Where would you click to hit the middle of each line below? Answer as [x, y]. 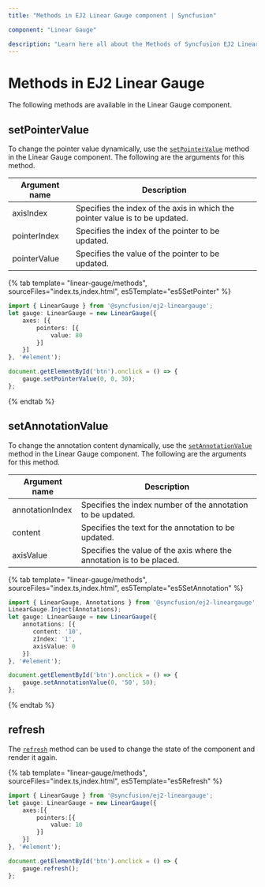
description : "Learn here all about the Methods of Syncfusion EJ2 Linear [134, 44]
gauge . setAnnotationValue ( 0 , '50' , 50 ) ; [90, 683]
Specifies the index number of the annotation [165, 505]
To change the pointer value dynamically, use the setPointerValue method [129, 149]
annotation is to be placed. [131, 560]
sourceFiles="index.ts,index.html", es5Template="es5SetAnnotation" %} [126, 588]
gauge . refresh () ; [51, 868]
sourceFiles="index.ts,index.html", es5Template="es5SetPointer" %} [119, 291]
